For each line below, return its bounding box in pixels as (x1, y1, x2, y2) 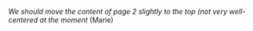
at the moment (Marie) (39, 15, 114, 25)
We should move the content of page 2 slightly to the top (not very (8, 7, 228, 16)
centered (8, 15, 38, 25)
